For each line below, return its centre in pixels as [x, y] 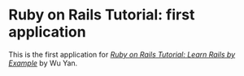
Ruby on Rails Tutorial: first [102, 15]
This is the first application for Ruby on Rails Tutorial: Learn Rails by [122, 54]
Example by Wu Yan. [43, 63]
